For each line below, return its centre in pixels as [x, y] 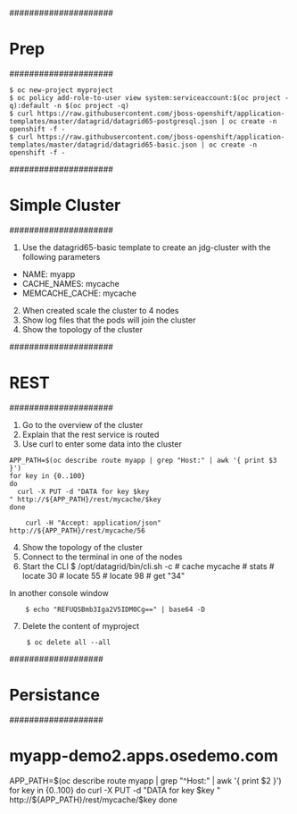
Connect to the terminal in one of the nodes [102, 557]
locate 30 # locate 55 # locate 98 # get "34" [103, 575]
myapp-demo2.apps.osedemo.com [144, 755]
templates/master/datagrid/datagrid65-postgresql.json [113, 121]
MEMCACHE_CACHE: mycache [79, 293]
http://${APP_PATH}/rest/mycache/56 [77, 531]
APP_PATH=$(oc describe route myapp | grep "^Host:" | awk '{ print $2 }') [146, 780]
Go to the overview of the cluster [82, 424]
